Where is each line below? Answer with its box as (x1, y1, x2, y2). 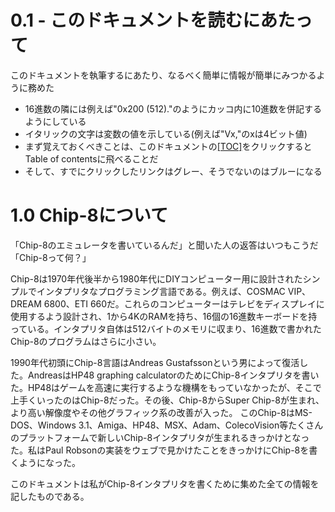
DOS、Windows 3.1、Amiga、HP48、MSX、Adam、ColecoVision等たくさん (10, 419, 324, 431)
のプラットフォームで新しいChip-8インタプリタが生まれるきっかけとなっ (10, 431, 310, 443)
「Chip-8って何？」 (10, 251, 92, 263)
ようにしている (24, 115, 87, 127)
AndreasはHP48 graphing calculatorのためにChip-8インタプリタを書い (27, 369, 320, 381)
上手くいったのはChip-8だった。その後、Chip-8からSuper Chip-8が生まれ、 (10, 394, 325, 406)
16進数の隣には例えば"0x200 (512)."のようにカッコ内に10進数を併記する (24, 102, 322, 115)
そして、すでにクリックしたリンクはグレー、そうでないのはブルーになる (24, 165, 323, 177)
